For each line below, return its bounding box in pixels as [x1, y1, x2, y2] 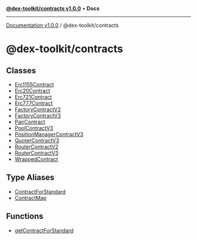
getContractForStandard [14, 227, 74, 234]
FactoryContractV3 [14, 112, 62, 119]
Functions [6, 211, 44, 221]
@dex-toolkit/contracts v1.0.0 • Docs [6, 5, 100, 12]
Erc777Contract [14, 100, 53, 107]
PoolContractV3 [14, 125, 54, 131]
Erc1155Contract [14, 81, 54, 88]
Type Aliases [6, 173, 55, 183]
